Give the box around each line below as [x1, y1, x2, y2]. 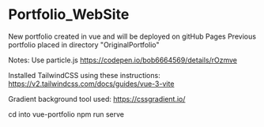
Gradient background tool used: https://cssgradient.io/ [8, 94, 186, 103]
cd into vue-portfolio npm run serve [8, 109, 125, 119]
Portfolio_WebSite [8, 6, 130, 24]
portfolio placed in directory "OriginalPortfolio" [8, 39, 160, 49]
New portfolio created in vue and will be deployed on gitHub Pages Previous [8, 32, 257, 41]
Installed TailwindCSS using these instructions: [8, 70, 160, 80]
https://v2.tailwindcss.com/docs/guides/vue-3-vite [8, 79, 175, 88]
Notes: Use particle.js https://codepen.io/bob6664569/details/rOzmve [8, 55, 237, 65]
